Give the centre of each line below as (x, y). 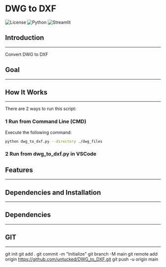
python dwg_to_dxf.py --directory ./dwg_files (54, 141)
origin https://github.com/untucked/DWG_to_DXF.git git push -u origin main (82, 259)
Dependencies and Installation (53, 192)
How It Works (26, 92)
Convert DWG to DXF (27, 54)
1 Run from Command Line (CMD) (46, 121)
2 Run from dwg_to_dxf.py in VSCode (51, 154)
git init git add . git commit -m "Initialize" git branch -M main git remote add (82, 254)
